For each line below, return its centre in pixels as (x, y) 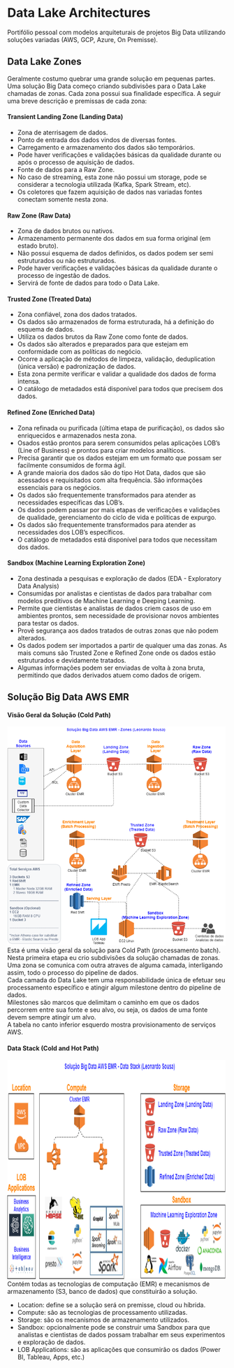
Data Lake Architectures (79, 13)
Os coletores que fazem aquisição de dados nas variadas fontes (110, 192)
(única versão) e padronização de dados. (76, 367)
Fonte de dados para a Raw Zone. (66, 169)
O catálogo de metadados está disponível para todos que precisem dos (120, 389)
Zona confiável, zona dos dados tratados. (77, 315)
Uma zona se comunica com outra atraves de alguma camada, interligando (115, 965)
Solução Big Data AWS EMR (68, 697)
